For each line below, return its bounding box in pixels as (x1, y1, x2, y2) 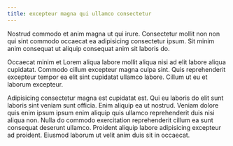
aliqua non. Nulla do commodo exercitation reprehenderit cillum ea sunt (7, 116, 213, 124)
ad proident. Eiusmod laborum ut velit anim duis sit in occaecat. (7, 131, 190, 139)
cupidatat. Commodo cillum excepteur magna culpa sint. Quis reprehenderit (7, 65, 226, 73)
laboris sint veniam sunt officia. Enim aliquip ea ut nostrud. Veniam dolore (7, 101, 219, 109)
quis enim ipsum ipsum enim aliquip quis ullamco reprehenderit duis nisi (7, 108, 215, 117)
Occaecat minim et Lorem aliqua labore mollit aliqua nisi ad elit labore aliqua (7, 57, 226, 66)
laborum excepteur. (7, 80, 64, 88)
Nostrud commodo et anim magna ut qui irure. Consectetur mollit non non (7, 29, 220, 38)
